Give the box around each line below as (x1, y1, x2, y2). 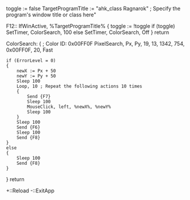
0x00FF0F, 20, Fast (6, 46, 53, 53)
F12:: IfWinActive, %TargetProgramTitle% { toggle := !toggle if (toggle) (6, 23, 175, 29)
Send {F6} (16, 124, 41, 130)
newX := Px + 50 (16, 68, 57, 74)
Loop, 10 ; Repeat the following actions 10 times (16, 83, 143, 89)
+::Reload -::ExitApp (6, 187, 54, 194)
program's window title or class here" (6, 11, 96, 18)
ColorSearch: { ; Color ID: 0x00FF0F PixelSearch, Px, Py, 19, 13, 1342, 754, (6, 40, 185, 47)
